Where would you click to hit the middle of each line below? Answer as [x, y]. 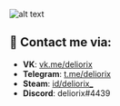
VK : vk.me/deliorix [57, 64]
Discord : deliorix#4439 [66, 93]
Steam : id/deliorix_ [58, 83]
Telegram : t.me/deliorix [67, 73]
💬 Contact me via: [60, 42]
